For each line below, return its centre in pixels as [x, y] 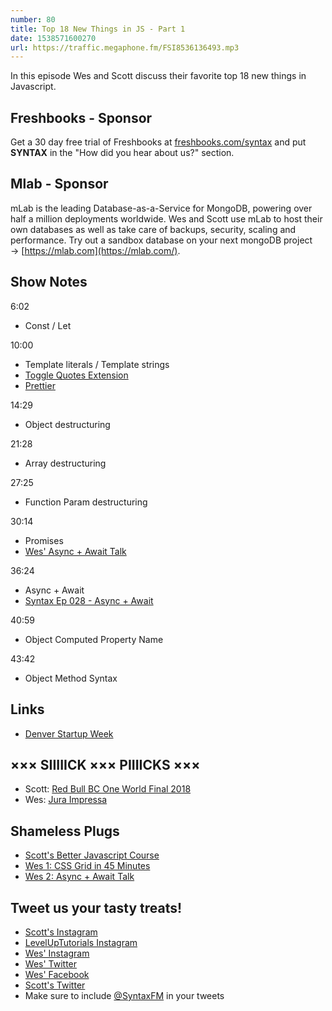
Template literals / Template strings [97, 364]
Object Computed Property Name [94, 639]
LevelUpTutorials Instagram [81, 942]
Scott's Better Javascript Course [92, 855]
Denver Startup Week [69, 733]
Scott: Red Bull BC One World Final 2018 [108, 789]
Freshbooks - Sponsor [81, 117]
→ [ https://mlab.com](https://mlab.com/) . [95, 250]
